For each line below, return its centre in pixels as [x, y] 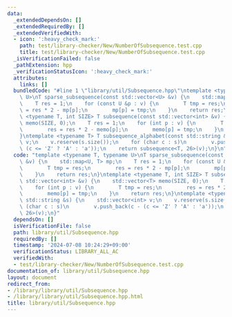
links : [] [34, 84]
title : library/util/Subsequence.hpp [61, 303]
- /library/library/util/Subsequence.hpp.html [75, 297]
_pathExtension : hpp [43, 65]
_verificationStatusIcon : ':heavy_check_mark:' [83, 71]
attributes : [31, 78]
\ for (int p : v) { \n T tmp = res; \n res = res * [120, 188]
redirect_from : [29, 284]
